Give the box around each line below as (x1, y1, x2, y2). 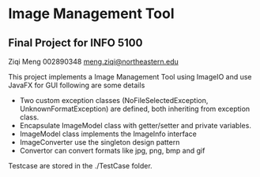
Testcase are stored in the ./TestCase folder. (8, 161, 153, 170)
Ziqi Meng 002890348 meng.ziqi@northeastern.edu (8, 57, 179, 66)
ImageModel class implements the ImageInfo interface (19, 129, 198, 138)
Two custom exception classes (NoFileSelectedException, (19, 96, 209, 105)
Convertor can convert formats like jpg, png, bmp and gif (19, 146, 205, 155)
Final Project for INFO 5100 (8, 36, 143, 50)
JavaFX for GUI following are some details (8, 80, 145, 90)
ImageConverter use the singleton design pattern (19, 138, 180, 146)
